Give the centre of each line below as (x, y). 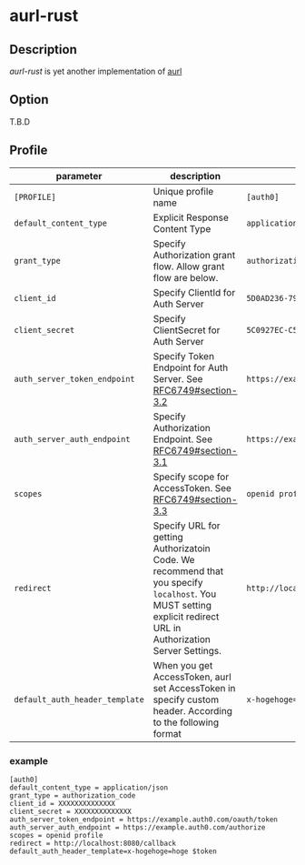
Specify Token (184, 356)
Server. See (178, 378)
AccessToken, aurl (192, 677)
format (167, 733)
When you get (183, 665)
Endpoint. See (183, 439)
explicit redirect (186, 617)
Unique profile (183, 191)
